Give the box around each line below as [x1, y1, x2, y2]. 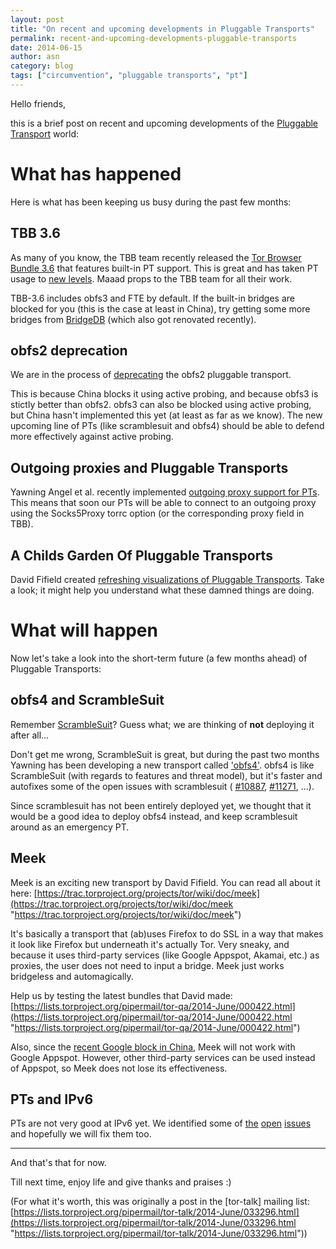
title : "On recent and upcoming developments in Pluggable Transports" [10, 24, 315, 34]
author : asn [10, 52, 60, 62]
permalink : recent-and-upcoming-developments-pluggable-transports [10, 33, 298, 43]
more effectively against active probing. [10, 431, 174, 443]
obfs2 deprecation [10, 342, 128, 360]
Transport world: [10, 127, 80, 140]
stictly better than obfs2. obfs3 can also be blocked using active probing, [10, 399, 312, 411]
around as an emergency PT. [10, 821, 130, 833]
